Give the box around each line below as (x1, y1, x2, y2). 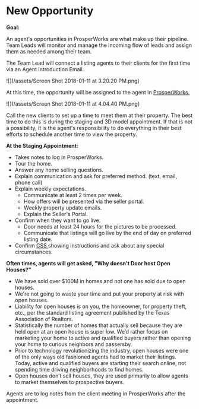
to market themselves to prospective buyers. (14, 378, 125, 385)
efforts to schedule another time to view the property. (6, 131, 137, 138)
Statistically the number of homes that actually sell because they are (14, 322, 182, 329)
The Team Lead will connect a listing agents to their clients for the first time (6, 59, 191, 66)
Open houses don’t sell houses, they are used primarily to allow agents (14, 372, 188, 379)
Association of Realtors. (14, 315, 74, 322)
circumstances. (14, 248, 53, 255)
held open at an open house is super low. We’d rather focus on (14, 328, 168, 335)
